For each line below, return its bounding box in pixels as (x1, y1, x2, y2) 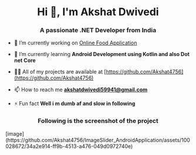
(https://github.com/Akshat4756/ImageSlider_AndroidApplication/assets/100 (5, 136, 190, 143)
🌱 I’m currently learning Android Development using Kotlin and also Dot (13, 51, 190, 58)
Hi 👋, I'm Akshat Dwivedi (37, 5, 159, 19)
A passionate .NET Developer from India (39, 26, 157, 35)
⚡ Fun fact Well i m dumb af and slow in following (13, 100, 136, 107)
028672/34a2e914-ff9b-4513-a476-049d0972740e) (5, 143, 133, 150)
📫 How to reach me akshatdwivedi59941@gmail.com (13, 86, 148, 93)
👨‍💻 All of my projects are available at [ (13, 68, 106, 75)
